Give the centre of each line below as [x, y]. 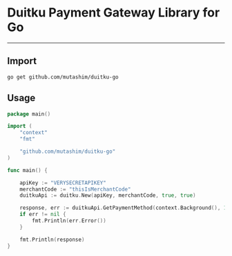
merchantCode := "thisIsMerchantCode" [75, 189]
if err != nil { [43, 215]
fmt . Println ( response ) [52, 239]
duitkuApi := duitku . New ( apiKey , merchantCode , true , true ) [108, 195]
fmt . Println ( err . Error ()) [69, 221]
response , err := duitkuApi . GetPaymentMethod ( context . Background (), [120, 208]
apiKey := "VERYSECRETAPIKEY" [63, 183]
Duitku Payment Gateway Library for [114, 13]
